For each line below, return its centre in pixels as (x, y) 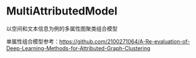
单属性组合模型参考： (33, 41)
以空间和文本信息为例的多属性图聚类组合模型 (62, 28)
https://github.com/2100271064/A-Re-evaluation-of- (125, 41)
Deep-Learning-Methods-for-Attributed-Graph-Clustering (78, 48)
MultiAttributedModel (62, 11)
